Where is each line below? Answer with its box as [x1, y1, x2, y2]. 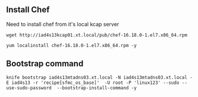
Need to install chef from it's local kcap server [6, 20, 120, 27]
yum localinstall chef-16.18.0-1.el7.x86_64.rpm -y [6, 42, 137, 48]
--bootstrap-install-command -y [56, 85, 137, 91]
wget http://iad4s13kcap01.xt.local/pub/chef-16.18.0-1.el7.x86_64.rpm [6, 32, 187, 38]
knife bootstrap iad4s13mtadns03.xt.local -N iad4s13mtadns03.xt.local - [6, 74, 193, 80]
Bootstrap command [6, 59, 84, 69]
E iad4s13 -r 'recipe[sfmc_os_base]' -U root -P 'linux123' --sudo [6, 80, 180, 86]
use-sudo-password [6, 85, 52, 91]
